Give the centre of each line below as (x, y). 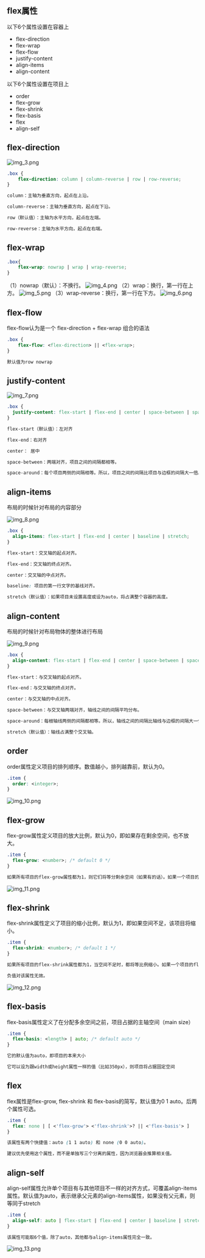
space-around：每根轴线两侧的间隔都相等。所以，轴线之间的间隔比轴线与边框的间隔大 (100, 721)
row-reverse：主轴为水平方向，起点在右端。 (56, 228)
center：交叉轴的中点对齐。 (38, 575)
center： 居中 (23, 451)
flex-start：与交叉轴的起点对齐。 (46, 677)
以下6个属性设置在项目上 (38, 83)
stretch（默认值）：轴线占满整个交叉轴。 (52, 732)
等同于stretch (24, 1203)
